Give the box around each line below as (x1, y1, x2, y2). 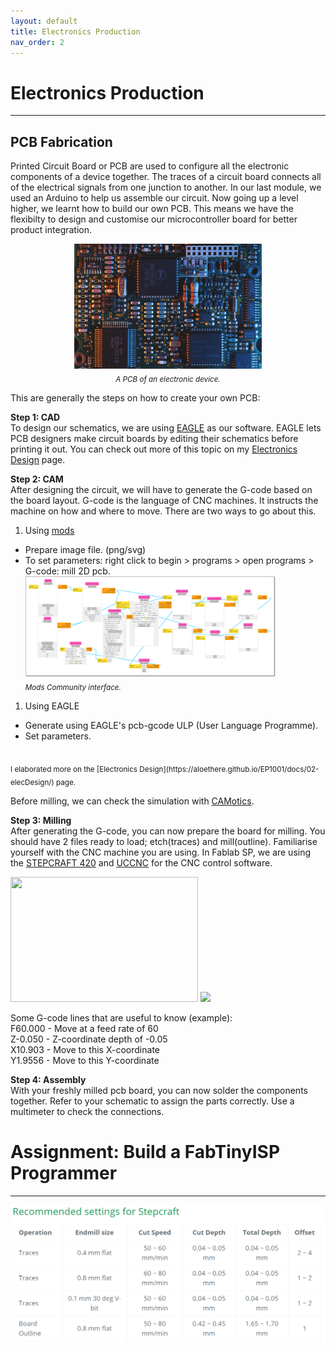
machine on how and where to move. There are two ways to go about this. (10, 505, 317, 517)
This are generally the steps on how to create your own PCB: (10, 391, 261, 404)
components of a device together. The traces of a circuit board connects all (10, 171, 322, 183)
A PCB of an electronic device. (115, 374, 221, 384)
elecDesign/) (10, 777, 55, 787)
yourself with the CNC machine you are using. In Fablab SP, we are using (10, 846, 312, 858)
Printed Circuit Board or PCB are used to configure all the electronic (10, 160, 290, 172)
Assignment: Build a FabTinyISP (10, 1141, 281, 1164)
